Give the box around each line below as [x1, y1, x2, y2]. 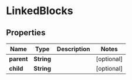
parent [9, 55, 28, 63]
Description [56, 45, 90, 53]
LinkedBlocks [6, 4, 73, 18]
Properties [6, 28, 46, 38]
